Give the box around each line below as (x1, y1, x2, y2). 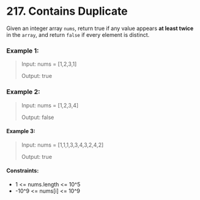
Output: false (21, 113, 54, 121)
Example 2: (6, 88, 40, 96)
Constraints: (6, 167, 39, 174)
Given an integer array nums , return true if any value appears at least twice (6, 25, 194, 32)
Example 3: (6, 128, 35, 135)
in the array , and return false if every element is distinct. (6, 31, 150, 38)
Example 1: (6, 46, 39, 55)
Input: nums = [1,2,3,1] (21, 60, 77, 68)
